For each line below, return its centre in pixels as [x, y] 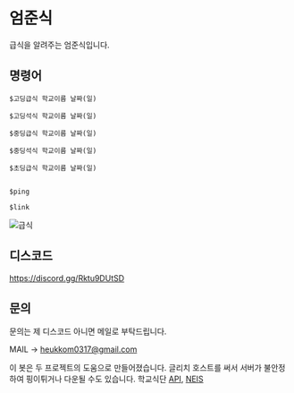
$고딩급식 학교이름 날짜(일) [53, 98]
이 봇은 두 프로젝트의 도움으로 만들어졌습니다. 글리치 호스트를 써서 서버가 [135, 368]
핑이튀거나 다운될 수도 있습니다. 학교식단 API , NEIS [114, 379]
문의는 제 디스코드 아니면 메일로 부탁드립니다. [88, 331]
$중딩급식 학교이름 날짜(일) [53, 133]
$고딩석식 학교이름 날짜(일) [53, 116]
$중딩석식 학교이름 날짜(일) [53, 150]
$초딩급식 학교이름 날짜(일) [53, 168]
